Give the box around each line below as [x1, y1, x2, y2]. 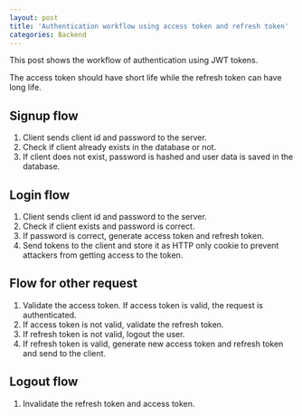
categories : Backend [9, 30, 88, 39]
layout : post [9, 13, 59, 23]
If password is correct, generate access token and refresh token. [22, 231, 265, 241]
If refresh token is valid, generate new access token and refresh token [22, 338, 284, 349]
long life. [9, 82, 42, 93]
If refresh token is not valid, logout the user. [22, 328, 185, 339]
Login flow [9, 187, 71, 203]
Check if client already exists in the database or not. [22, 142, 217, 153]
